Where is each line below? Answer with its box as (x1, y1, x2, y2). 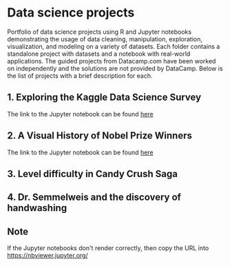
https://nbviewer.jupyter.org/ (7, 252, 88, 260)
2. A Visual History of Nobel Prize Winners (7, 130, 193, 142)
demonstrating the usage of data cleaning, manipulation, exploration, (7, 34, 203, 43)
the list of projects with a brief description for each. (7, 71, 153, 80)
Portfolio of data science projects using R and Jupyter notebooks (7, 28, 191, 36)
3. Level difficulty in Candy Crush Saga (7, 167, 178, 180)
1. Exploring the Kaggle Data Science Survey (7, 92, 202, 103)
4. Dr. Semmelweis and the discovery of (7, 192, 181, 203)
